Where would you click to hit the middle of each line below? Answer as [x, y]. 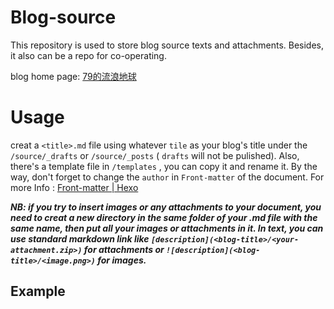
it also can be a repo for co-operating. [88, 55]
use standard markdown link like [80, 238]
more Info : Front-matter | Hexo [74, 187]
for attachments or [124, 249]
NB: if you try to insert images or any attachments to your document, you [166, 207]
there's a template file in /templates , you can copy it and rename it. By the [164, 166]
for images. [122, 260]
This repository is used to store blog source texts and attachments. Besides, [167, 45]
